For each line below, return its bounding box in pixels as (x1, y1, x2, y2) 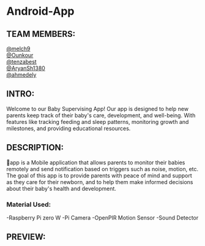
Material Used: (6, 200, 51, 209)
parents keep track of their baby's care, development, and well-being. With (6, 112, 196, 119)
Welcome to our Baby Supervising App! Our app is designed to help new (6, 105, 188, 112)
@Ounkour (6, 52, 34, 59)
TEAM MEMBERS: (6, 29, 76, 39)
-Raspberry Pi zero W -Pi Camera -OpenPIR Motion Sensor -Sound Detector (6, 213, 199, 221)
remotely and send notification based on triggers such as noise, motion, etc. (6, 165, 199, 172)
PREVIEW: (6, 232, 46, 242)
